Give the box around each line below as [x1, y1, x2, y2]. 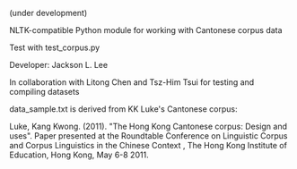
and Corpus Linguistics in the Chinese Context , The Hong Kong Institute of [9, 140, 287, 150]
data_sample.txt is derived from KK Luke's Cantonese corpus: [9, 104, 238, 114]
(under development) [9, 8, 88, 18]
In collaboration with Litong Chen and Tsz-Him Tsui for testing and [9, 77, 255, 88]
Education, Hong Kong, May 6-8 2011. [9, 149, 150, 160]
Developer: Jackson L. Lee [9, 60, 109, 70]
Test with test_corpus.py [9, 42, 100, 53]
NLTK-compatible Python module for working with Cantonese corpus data [9, 25, 283, 35]
